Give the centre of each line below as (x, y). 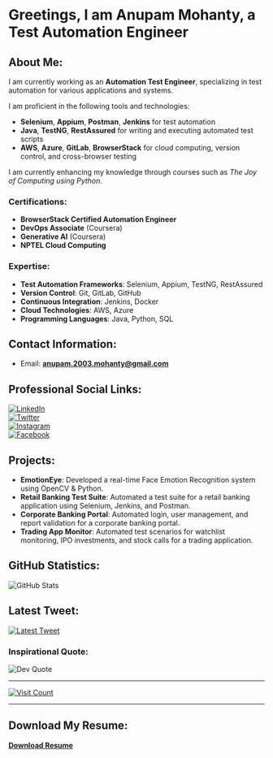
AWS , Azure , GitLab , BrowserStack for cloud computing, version (130, 147)
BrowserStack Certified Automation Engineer (98, 219)
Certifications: (38, 201)
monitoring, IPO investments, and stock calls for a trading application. (136, 540)
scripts (32, 139)
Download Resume (41, 745)
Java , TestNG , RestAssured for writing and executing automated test (136, 130)
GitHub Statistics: (54, 566)
